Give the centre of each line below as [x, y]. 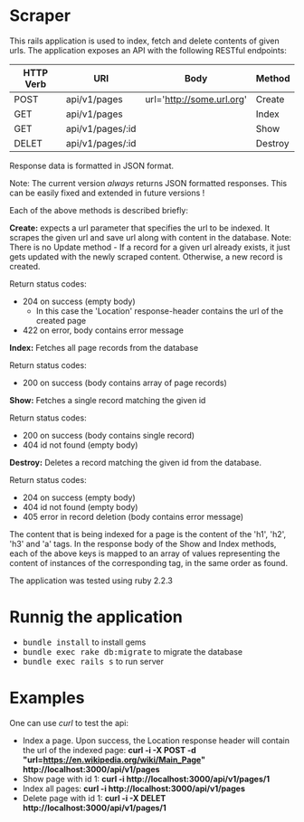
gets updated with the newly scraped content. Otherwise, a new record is [146, 256]
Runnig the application [96, 617]
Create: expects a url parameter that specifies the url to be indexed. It [140, 228]
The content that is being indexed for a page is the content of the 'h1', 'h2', [148, 534]
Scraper [40, 16]
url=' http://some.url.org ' [195, 99]
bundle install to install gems [84, 642]
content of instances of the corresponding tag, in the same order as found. [148, 562]
